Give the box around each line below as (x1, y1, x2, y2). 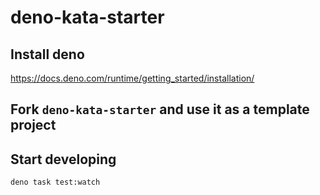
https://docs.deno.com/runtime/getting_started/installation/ (10, 72, 255, 84)
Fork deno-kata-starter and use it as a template (10, 101, 310, 118)
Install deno (10, 46, 85, 63)
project (10, 117, 57, 134)
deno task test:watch (10, 177, 101, 188)
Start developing (10, 151, 117, 168)
